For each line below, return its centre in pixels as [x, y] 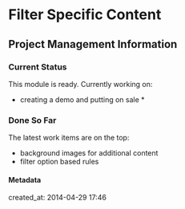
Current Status [38, 67]
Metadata [25, 179]
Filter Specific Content [85, 15]
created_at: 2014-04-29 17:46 [57, 198]
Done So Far [32, 120]
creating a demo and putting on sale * [82, 99]
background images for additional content [89, 153]
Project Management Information [93, 44]
